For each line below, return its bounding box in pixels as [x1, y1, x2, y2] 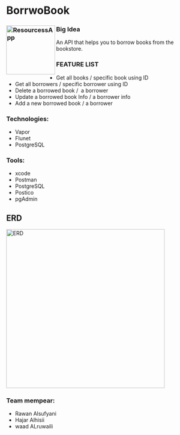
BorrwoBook [6, 4, 70, 17]
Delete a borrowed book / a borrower [14, 87, 109, 94]
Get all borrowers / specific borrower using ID [14, 80, 128, 87]
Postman [14, 176, 37, 184]
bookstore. [56, 45, 83, 52]
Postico [14, 189, 34, 196]
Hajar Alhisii [14, 416, 45, 424]
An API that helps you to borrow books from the [56, 39, 174, 46]
